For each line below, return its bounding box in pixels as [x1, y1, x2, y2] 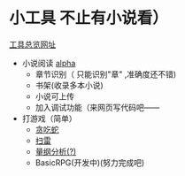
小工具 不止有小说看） [9, 8, 168, 28]
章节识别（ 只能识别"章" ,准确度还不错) [35, 68, 177, 80]
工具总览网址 [9, 39, 56, 50]
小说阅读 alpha [21, 57, 76, 68]
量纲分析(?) [35, 146, 77, 157]
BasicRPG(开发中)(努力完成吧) [35, 157, 145, 168]
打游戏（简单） [21, 112, 77, 124]
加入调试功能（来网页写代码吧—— [35, 102, 160, 112]
